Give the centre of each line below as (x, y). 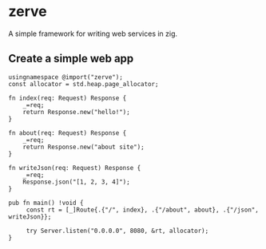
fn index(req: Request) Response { (67, 98)
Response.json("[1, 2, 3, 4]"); (76, 182)
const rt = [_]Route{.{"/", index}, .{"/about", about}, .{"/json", (143, 210)
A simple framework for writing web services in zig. (93, 34)
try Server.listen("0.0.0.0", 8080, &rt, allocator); (117, 231)
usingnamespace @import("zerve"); (66, 77)
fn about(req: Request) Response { (67, 133)
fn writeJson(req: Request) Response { (75, 168)
